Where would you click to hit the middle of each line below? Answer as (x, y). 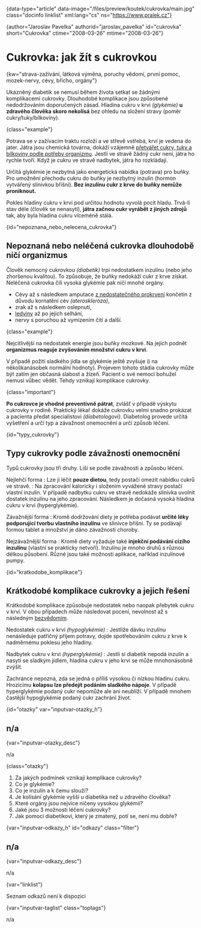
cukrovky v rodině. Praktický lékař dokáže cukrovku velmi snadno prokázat (99, 410)
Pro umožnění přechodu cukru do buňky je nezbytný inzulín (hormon (91, 178)
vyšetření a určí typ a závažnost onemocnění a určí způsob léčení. (88, 423)
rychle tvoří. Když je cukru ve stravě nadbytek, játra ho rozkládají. (87, 160)
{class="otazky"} (28, 766)
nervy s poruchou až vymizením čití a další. (68, 320)
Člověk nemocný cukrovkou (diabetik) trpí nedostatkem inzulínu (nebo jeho (99, 269)
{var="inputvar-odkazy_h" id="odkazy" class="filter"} (73, 828)
